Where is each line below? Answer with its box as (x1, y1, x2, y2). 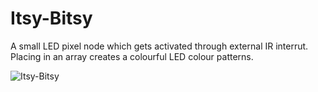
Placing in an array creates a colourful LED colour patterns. (10, 50, 254, 62)
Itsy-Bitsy (10, 7, 93, 30)
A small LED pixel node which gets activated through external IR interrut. (10, 40, 309, 52)
